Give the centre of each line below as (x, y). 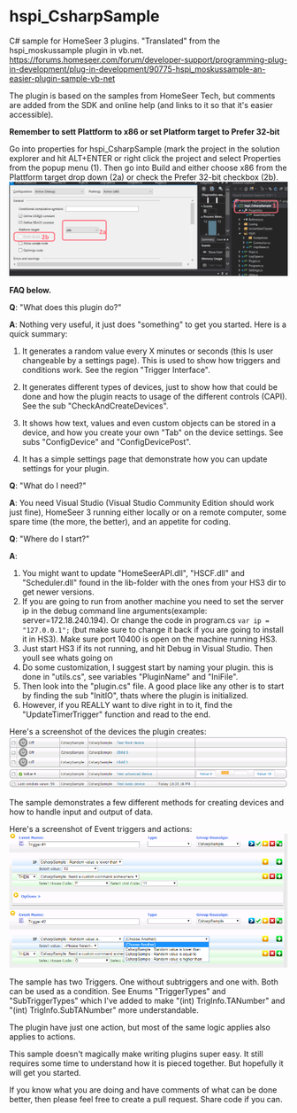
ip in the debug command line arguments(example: (114, 611)
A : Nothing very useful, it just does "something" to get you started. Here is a (148, 324)
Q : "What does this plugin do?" (65, 307)
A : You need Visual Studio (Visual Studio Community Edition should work (142, 502)
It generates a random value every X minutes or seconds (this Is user (148, 351)
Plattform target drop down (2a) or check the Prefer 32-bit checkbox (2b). (144, 177)
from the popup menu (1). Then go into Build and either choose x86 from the (148, 167)
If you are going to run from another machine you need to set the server (153, 601)
